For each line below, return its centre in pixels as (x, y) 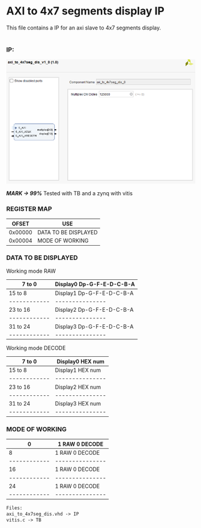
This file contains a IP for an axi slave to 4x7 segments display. (84, 28)
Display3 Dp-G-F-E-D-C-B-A (94, 326)
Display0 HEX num (81, 361)
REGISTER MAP (29, 208)
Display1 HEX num (78, 370)
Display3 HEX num (78, 404)
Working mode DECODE (36, 348)
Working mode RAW (31, 271)
